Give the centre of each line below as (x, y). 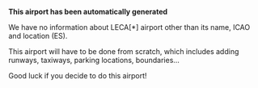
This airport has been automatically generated (88, 12)
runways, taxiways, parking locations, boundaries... (94, 60)
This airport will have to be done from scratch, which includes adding (124, 51)
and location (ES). (38, 36)
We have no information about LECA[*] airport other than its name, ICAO (129, 27)
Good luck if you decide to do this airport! (78, 75)
